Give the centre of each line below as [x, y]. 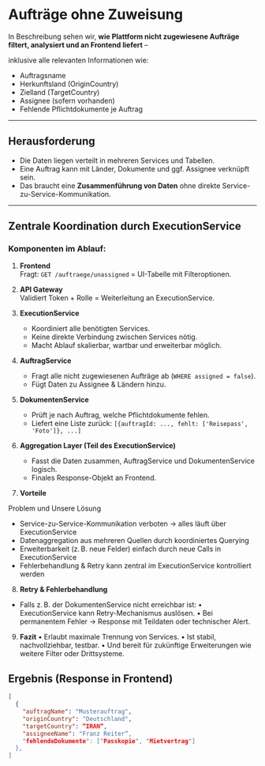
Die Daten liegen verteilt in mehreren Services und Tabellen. [117, 160]
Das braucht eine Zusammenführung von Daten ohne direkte [120, 185]
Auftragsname [43, 75]
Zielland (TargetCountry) [60, 92]
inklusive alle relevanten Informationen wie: [78, 60]
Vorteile [33, 493]
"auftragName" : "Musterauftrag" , [77, 711]
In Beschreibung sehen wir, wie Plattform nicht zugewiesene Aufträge [124, 36]
